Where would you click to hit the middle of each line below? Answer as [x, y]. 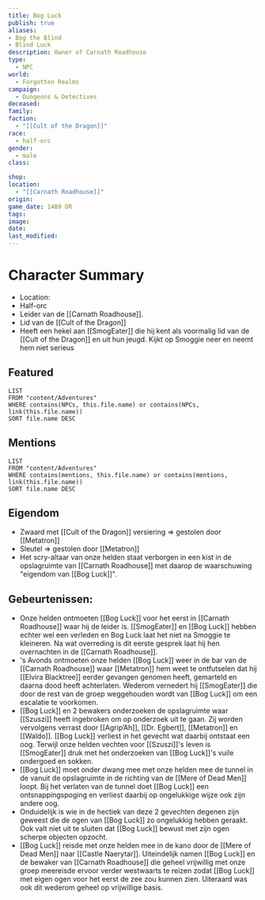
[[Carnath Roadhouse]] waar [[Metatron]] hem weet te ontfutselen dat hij [138, 669]
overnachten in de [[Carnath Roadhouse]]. [89, 652]
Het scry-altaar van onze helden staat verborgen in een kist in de [125, 557]
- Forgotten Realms [47, 82]
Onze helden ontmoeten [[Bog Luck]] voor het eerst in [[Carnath [124, 618]
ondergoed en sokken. [56, 761]
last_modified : [33, 236]
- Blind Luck [30, 45]
